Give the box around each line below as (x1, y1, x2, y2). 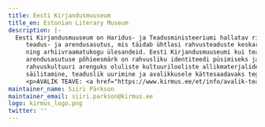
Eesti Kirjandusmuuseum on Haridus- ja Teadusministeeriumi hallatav (15, 33, 248, 42)
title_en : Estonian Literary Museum (8, 19, 129, 27)
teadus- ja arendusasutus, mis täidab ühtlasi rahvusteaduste (25, 41, 235, 49)
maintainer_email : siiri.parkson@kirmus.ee (8, 92, 154, 100)
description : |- (8, 26, 62, 34)
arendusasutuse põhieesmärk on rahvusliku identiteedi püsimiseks (25, 56, 248, 64)
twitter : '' (8, 107, 47, 115)
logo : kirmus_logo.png (8, 99, 83, 107)
